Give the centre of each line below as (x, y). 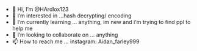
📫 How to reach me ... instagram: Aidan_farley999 (76, 41)
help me (22, 28)
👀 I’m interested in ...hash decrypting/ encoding (72, 16)
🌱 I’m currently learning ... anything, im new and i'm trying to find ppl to (101, 22)
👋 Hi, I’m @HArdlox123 (40, 9)
